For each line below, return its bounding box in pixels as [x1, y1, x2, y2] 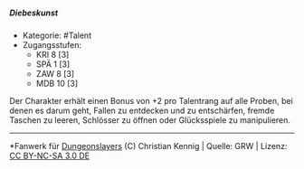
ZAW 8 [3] [35, 68, 75, 79]
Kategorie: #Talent [22, 30, 92, 41]
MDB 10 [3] [35, 78, 79, 89]
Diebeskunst [9, 7, 59, 18]
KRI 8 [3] [35, 49, 70, 60]
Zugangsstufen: [22, 39, 82, 50]
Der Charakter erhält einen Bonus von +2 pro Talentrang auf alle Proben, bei [9, 95, 294, 106]
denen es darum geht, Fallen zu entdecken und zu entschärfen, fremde [9, 105, 275, 116]
